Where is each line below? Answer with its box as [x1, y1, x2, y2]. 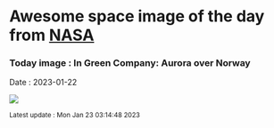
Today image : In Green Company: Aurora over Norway [9, 57, 252, 69]
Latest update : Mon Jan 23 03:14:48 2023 [9, 111, 140, 120]
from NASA [9, 25, 95, 45]
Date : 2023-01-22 [9, 77, 78, 88]
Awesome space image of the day [9, 6, 265, 27]
